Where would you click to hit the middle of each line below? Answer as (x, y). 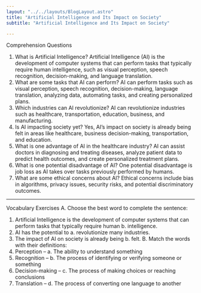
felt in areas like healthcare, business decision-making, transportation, (101, 133)
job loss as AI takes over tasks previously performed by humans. (95, 172)
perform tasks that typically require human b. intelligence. (86, 226)
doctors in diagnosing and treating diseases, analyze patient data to (98, 153)
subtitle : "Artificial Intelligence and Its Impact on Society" (88, 23)
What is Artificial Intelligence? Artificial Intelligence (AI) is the (90, 57)
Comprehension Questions (39, 45)
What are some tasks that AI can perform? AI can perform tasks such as (104, 82)
